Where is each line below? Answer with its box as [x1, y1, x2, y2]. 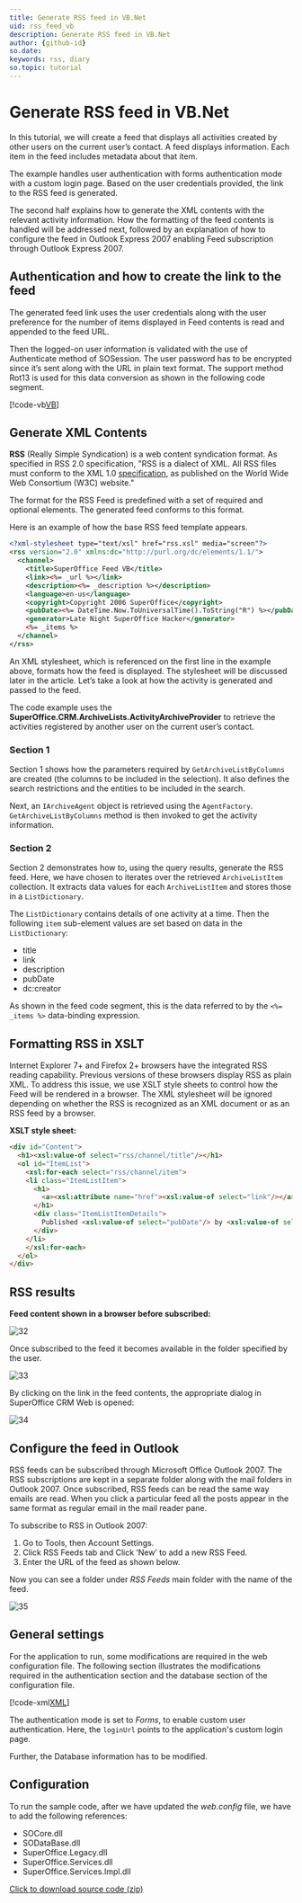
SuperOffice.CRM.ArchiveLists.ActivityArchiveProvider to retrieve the [9, 711, 276, 722]
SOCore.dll [22, 1827, 63, 1838]
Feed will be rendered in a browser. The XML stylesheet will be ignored [9, 1089, 272, 1099]
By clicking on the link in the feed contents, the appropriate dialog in [9, 1388, 262, 1399]
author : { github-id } [9, 38, 87, 48]
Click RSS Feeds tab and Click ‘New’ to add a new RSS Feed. [22, 1547, 248, 1558]
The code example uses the [9, 702, 112, 713]
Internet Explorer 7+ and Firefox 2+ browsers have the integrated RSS [9, 1060, 268, 1071]
